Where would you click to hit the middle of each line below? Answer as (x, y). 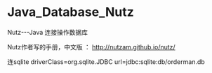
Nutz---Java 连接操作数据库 (48, 32)
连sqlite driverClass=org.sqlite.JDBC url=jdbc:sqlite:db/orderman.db (106, 62)
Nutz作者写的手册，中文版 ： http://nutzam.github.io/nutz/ (91, 47)
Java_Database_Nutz (71, 12)
